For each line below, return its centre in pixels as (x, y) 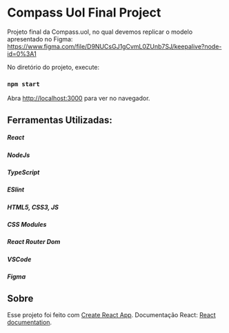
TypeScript (23, 172)
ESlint (16, 190)
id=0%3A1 (22, 54)
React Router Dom (34, 242)
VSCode (19, 259)
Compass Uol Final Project (84, 13)
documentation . (30, 323)
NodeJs (19, 155)
